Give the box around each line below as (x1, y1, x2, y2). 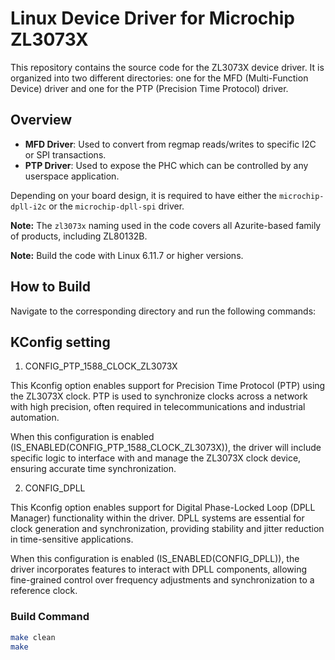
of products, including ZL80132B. (10, 230, 148, 242)
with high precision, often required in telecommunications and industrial (10, 401, 306, 413)
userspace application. (24, 170, 120, 182)
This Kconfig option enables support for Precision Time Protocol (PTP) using (10, 380, 326, 392)
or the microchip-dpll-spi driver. (48, 200, 185, 212)
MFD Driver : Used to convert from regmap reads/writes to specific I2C (24, 138, 317, 150)
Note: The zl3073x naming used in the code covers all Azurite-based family (10, 219, 322, 231)
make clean (10, 632, 56, 642)
